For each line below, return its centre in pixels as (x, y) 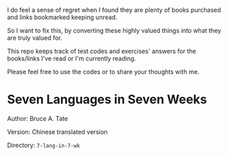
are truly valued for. (35, 38)
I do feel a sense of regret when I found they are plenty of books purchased (114, 10)
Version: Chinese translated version (57, 132)
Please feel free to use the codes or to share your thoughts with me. (103, 72)
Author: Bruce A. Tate (38, 118)
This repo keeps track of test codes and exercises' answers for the (102, 51)
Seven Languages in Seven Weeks (107, 100)
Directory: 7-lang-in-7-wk (44, 145)
